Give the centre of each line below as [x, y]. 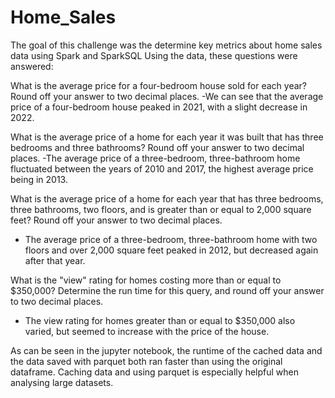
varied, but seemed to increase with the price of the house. [147, 331]
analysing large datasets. [62, 382]
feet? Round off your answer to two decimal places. [116, 220]
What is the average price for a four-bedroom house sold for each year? [158, 85]
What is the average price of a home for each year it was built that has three [167, 137]
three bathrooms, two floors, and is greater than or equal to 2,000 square [161, 209]
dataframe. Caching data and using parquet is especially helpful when [154, 372]
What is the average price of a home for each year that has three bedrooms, [167, 198]
